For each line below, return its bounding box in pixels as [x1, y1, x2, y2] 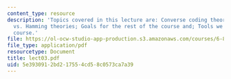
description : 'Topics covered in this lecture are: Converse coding [7, 16, 208, 23]
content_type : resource [7, 10, 76, 17]
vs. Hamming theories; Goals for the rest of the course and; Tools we [13, 23, 223, 30]
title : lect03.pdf [7, 55, 60, 62]
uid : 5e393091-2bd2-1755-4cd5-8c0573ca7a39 [7, 61, 134, 68]
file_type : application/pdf [7, 42, 88, 49]
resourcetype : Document [7, 49, 76, 56]
